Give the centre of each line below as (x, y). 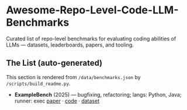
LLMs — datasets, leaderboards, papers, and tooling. (70, 45)
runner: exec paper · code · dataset (57, 101)
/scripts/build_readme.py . (38, 83)
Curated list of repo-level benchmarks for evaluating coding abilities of (91, 38)
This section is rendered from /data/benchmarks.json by (74, 77)
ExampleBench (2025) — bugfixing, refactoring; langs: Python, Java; (98, 94)
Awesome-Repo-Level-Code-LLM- (92, 10)
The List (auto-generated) (54, 63)
